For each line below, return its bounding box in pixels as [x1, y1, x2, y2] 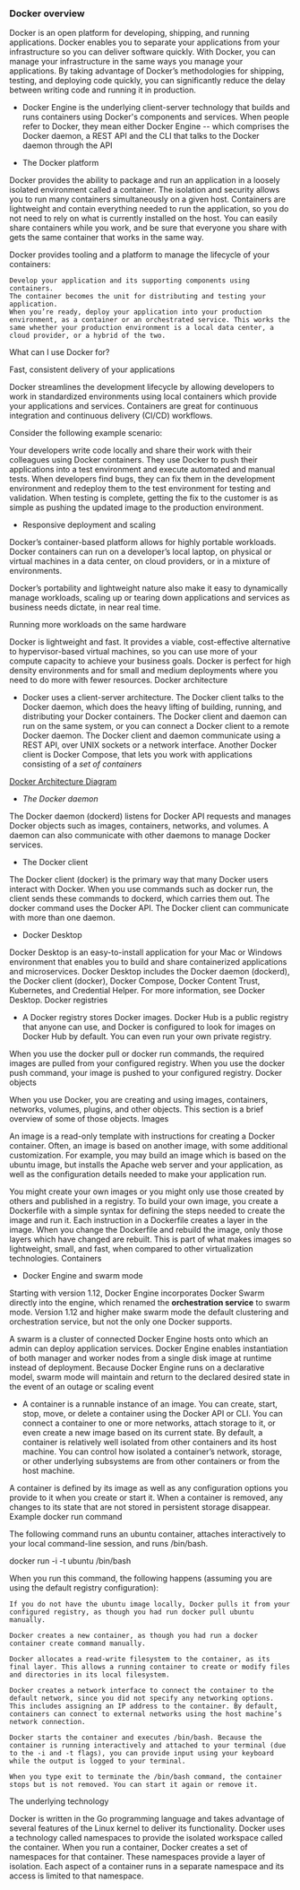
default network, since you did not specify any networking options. [9, 1694, 275, 1704]
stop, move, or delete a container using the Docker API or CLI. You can [21, 1409, 284, 1419]
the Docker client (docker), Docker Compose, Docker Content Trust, [9, 975, 261, 986]
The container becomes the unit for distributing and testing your [9, 292, 267, 301]
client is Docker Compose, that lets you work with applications [21, 750, 253, 760]
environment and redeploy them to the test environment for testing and [9, 483, 271, 494]
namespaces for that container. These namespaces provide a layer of [9, 1851, 266, 1862]
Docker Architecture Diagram [9, 776, 117, 787]
